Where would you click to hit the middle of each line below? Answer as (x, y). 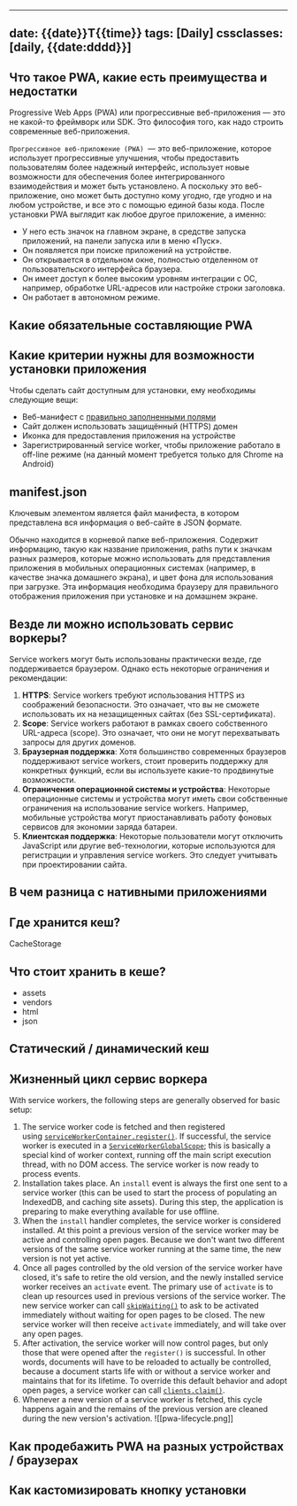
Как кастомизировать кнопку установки (128, 1491)
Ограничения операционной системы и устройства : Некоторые (146, 790)
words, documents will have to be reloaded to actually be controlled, (146, 1362)
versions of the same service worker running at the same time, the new (152, 1249)
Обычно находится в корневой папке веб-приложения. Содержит (134, 540)
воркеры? (38, 638)
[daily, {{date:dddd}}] (70, 47)
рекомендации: (38, 678)
